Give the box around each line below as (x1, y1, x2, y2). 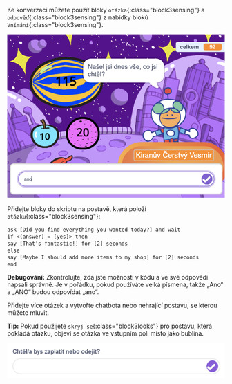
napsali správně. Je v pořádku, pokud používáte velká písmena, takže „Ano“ (7, 280, 224, 289)
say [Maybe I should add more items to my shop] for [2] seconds (7, 254, 199, 261)
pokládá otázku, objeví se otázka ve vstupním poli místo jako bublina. (7, 329, 204, 338)
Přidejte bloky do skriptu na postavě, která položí (7, 204, 146, 213)
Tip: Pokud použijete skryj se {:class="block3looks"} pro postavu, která (7, 322, 213, 330)
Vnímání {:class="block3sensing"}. (7, 21, 104, 28)
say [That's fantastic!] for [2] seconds (7, 240, 128, 247)
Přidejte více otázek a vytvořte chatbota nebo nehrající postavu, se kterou (7, 301, 217, 309)
